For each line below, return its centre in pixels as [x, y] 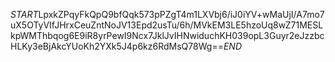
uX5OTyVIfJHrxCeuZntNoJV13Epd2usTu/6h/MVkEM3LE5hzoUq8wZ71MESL [167, 25]
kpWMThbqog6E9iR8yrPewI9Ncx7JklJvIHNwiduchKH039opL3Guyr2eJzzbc [167, 35]
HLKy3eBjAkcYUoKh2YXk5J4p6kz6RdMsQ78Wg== [117, 46]
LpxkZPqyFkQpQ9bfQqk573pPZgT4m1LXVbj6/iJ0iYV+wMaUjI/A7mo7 [181, 14]
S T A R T [24, 14]
